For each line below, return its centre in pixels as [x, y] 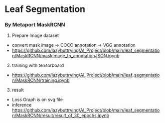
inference [22, 105]
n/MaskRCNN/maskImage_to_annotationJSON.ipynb [66, 56]
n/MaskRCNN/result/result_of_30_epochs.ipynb [61, 116]
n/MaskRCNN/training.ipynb [41, 80]
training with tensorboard [38, 65]
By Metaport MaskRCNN [35, 25]
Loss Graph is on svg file [37, 100]
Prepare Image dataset [35, 35]
